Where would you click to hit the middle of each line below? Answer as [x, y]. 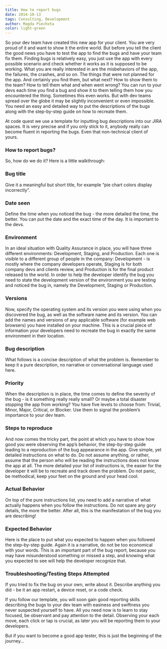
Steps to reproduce [29, 428]
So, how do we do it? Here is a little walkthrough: [55, 161]
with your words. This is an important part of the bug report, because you [80, 550]
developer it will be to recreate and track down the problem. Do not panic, [81, 471]
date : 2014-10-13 [23, 14]
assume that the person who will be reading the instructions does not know [82, 460]
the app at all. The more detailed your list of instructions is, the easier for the [83, 465]
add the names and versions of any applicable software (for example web [81, 320]
